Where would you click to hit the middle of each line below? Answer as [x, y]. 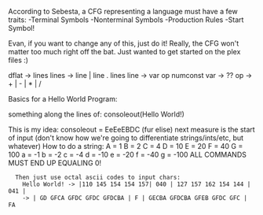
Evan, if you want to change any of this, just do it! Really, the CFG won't [124, 43]
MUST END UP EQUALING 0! [55, 163]
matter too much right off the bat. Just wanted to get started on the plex [124, 52]
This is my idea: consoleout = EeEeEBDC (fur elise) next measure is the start [131, 130]
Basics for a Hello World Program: [63, 99]
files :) [18, 60]
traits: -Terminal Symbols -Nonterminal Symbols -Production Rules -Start [126, 20]
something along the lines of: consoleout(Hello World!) [96, 114]
